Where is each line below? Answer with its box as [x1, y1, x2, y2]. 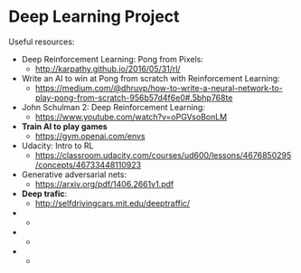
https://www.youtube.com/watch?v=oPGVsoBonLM [34, 111, 228, 122]
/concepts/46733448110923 [34, 159, 142, 170]
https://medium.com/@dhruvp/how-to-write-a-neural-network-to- [34, 82, 284, 93]
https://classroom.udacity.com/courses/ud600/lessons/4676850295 [34, 149, 292, 160]
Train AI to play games [21, 120, 108, 132]
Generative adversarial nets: [21, 169, 127, 180]
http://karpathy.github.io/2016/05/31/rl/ [34, 63, 182, 74]
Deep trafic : [21, 188, 68, 199]
